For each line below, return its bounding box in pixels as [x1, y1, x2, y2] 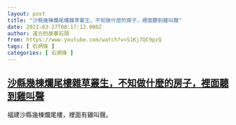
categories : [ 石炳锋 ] [7, 50, 74, 57]
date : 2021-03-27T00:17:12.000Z [7, 23, 102, 30]
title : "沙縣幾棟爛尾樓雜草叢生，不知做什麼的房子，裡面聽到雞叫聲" [7, 17, 183, 24]
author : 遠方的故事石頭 [7, 29, 70, 37]
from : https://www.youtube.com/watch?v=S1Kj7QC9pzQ [7, 37, 162, 44]
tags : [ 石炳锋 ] [7, 43, 55, 50]
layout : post [7, 10, 46, 18]
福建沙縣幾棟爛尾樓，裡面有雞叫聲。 [7, 110, 112, 119]
